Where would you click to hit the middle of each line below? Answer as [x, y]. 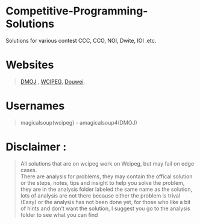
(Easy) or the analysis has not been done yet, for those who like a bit [105, 202]
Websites [30, 65]
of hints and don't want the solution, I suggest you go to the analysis [105, 208]
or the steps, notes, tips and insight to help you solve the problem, [102, 182]
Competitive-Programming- [77, 11]
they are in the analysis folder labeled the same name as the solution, [106, 189]
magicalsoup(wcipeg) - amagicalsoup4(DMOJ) [79, 122]
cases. [29, 170]
